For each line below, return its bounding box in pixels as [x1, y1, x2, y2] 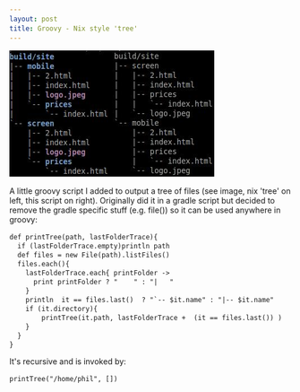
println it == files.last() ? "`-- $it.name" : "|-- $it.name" [25, 295, 275, 304]
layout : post [9, 14, 58, 23]
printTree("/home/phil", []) [9, 374, 118, 383]
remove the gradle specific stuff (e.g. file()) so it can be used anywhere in [9, 205, 281, 215]
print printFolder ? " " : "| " [32, 277, 175, 286]
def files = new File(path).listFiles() [17, 250, 170, 259]
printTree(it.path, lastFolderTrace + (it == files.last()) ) [41, 313, 282, 322]
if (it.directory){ [25, 304, 99, 313]
